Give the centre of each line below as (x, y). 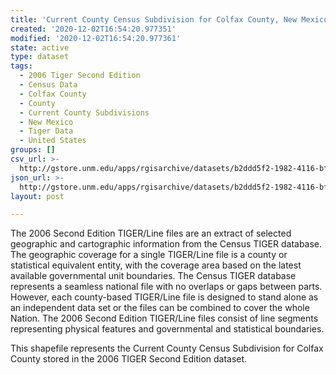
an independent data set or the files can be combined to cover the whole (160, 308)
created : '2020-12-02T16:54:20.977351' (93, 29)
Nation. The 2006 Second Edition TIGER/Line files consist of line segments (164, 318)
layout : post (37, 196)
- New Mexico (46, 122)
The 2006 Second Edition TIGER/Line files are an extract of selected (151, 233)
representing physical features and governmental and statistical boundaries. (167, 329)
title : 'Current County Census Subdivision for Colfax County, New (154, 19)
